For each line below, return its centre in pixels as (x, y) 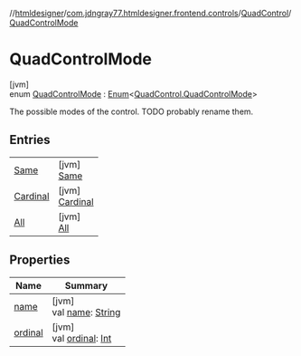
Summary (86, 285)
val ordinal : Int (82, 338)
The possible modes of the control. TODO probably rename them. (132, 111)
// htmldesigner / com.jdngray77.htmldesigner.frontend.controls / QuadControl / (150, 13)
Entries (30, 140)
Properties (40, 260)
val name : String (86, 312)
